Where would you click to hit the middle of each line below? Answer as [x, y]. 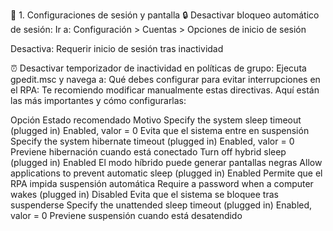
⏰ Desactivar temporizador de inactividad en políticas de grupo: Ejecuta [158, 68]
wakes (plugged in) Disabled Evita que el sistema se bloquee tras [144, 194]
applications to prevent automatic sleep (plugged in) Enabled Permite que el [166, 173]
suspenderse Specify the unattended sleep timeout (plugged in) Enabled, [161, 205]
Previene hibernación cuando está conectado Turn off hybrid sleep [148, 152]
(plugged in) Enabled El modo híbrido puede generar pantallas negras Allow [166, 162]
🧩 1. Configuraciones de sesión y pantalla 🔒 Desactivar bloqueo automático [165, 15]
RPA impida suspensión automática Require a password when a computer [162, 183]
